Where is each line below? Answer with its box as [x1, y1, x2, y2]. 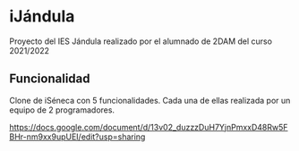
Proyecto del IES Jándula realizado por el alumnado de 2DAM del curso [9, 36, 273, 46]
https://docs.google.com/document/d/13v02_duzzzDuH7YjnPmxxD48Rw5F [9, 122, 288, 132]
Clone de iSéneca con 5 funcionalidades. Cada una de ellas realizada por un [9, 95, 291, 105]
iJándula [9, 6, 75, 27]
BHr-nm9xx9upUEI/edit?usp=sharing [9, 131, 146, 142]
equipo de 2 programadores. [9, 105, 115, 115]
